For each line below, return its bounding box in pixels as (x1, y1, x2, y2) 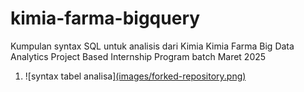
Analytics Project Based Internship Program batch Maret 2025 (10, 50, 267, 62)
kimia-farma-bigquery (10, 7, 201, 30)
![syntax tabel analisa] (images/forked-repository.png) (24, 70, 247, 82)
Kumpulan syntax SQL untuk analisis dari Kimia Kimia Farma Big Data (10, 40, 295, 52)
